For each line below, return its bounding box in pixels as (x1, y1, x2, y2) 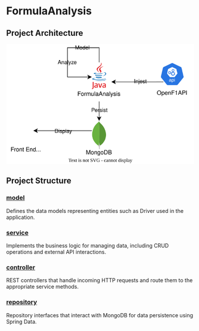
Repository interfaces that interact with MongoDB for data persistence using (6, 311, 194, 318)
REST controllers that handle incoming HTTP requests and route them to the (6, 277, 193, 284)
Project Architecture (6, 28, 83, 38)
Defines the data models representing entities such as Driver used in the (6, 207, 184, 214)
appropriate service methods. (6, 283, 79, 290)
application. (6, 214, 35, 221)
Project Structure (6, 176, 71, 186)
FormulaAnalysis (6, 4, 92, 18)
